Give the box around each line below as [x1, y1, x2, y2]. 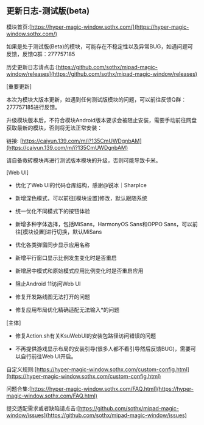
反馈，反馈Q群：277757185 [6, 50, 76, 57]
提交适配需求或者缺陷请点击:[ [6, 404, 80, 412]
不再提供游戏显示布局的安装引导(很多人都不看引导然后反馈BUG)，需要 [15, 345, 191, 352]
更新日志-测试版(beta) [6, 6, 90, 17]
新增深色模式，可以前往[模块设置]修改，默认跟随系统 [15, 194, 148, 202]
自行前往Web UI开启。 [20, 352, 77, 360]
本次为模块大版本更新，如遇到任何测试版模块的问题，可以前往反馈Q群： [6, 95, 187, 103]
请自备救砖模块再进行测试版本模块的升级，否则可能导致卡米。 [6, 157, 161, 164]
